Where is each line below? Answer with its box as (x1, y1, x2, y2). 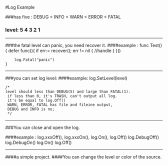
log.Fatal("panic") (14, 57, 55, 62)
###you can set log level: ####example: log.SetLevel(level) (5, 75, 127, 81)
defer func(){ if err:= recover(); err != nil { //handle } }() (8, 47, 121, 54)
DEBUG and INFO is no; (7, 107, 55, 112)
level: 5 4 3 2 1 (5, 26, 40, 33)
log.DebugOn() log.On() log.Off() (5, 139, 72, 145)
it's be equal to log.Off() (7, 98, 66, 103)
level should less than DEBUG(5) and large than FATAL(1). (5, 89, 131, 94)
